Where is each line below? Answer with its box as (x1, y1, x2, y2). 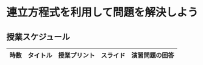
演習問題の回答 (131, 51, 175, 60)
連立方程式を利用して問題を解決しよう (6, 5, 199, 19)
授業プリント (58, 51, 96, 60)
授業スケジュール (6, 32, 70, 42)
